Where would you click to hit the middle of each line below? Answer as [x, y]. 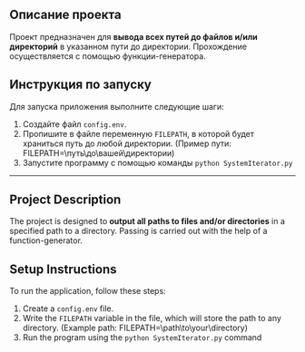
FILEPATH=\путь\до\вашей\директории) [98, 152]
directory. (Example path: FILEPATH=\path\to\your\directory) [135, 328]
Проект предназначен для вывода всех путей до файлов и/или [133, 36]
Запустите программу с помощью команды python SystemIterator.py [157, 162]
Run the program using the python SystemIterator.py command [142, 337]
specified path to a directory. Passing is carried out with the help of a [138, 231]
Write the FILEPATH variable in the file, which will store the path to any [152, 318]
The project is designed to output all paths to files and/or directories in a [148, 221]
